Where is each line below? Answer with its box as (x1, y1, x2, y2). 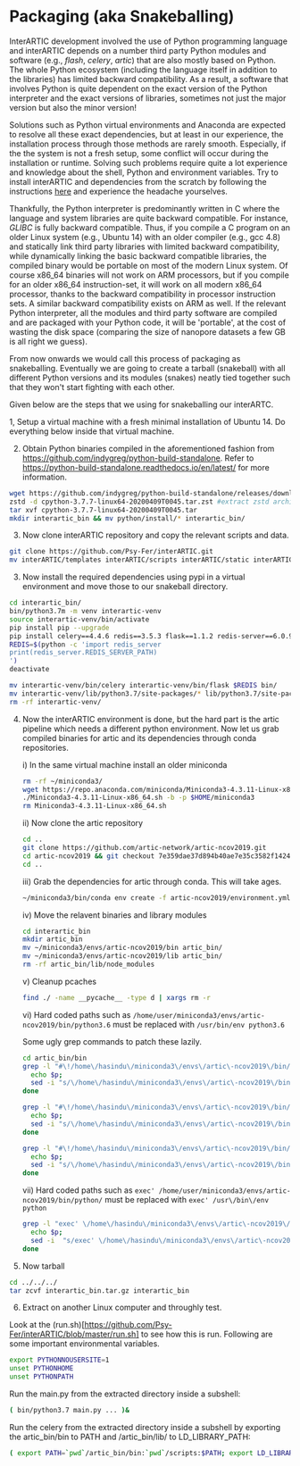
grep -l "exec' (21, 1220, 79, 1229)
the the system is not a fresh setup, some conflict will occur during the (9, 147, 270, 158)
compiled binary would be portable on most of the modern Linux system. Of (9, 260, 288, 271)
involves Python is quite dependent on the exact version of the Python (9, 83, 268, 94)
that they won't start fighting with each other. (9, 381, 176, 392)
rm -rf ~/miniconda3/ (21, 777, 104, 786)
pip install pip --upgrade (9, 623, 110, 632)
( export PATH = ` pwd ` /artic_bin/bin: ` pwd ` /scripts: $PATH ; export (9, 1448, 254, 1457)
